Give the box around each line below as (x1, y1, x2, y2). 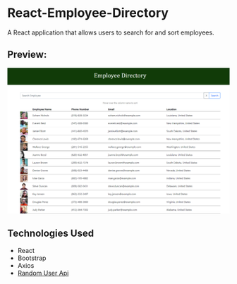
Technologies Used (7, 228, 94, 240)
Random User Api (17, 268, 69, 277)
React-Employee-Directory (7, 5, 169, 21)
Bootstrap (17, 254, 47, 262)
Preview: (7, 49, 47, 61)
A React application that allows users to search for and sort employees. (7, 28, 214, 37)
